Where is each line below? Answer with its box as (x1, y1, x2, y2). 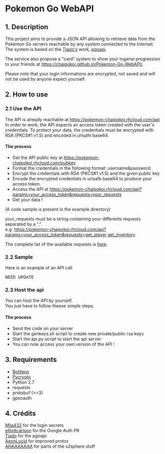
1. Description (5, 23, 48, 31)
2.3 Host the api (5, 287, 44, 294)
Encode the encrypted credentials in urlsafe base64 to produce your (12, 175, 152, 181)
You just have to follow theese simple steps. (5, 303, 95, 309)
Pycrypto (12, 374, 31, 380)
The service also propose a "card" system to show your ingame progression (5, 56, 161, 62)
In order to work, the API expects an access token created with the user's (5, 122, 155, 128)
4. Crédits (5, 409, 36, 417)
